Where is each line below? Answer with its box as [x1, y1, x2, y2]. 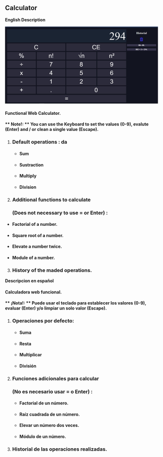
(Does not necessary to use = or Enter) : [12, 209, 108, 216]
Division [19, 184, 36, 190]
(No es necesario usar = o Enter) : [12, 388, 93, 395]
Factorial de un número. [19, 400, 69, 406]
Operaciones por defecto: [12, 317, 74, 324]
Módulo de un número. [19, 433, 66, 439]
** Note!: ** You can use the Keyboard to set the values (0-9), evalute [5, 121, 149, 127]
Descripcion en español [5, 278, 54, 284]
